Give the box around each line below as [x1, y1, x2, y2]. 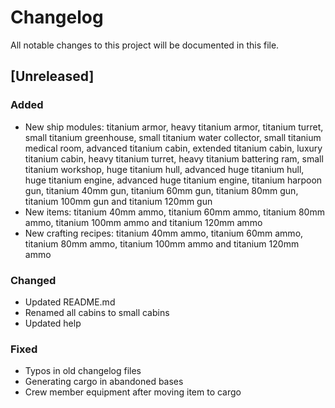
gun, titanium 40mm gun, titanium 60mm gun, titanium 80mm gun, [24, 184, 299, 196]
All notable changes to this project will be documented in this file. [10, 39, 280, 51]
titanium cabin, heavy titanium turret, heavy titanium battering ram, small [24, 152, 324, 165]
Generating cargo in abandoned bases [24, 376, 184, 388]
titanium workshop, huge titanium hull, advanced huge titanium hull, [24, 163, 305, 175]
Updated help [24, 317, 82, 329]
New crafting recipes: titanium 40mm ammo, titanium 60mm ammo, [24, 227, 304, 239]
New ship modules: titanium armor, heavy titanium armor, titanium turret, [24, 121, 324, 133]
